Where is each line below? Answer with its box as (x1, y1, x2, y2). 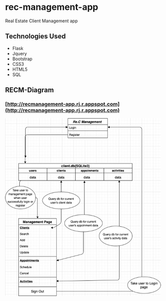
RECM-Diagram (5, 86, 54, 94)
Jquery (12, 50, 27, 56)
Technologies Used (5, 32, 66, 41)
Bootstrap (12, 56, 33, 62)
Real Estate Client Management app (5, 18, 78, 24)
